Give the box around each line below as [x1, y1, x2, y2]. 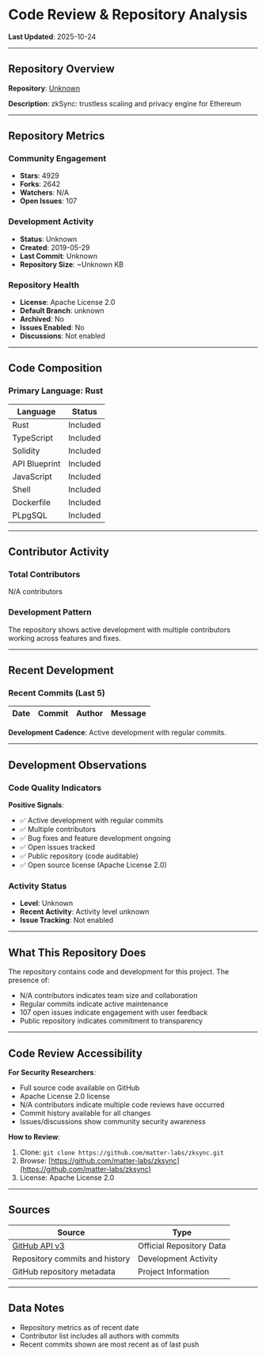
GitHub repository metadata [12, 1266, 116, 1277]
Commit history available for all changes [19, 1108, 151, 1117]
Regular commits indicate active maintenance [19, 999, 169, 1009]
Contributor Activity [8, 545, 109, 559]
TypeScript [12, 432, 53, 443]
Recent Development [8, 664, 114, 677]
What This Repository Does [8, 946, 146, 959]
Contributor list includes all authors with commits [19, 1331, 180, 1340]
